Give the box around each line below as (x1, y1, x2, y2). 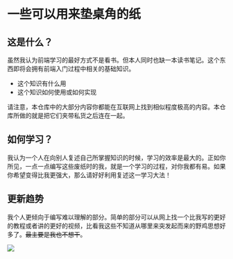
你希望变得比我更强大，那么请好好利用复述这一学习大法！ (7, 171, 171, 179)
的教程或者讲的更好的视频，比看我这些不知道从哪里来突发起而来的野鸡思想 (7, 222, 220, 230)
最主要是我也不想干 (25, 230, 80, 238)
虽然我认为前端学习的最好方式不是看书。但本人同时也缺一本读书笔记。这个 (7, 56, 220, 64)
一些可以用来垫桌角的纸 (7, 6, 141, 22)
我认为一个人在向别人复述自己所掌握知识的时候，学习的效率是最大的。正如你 (7, 153, 226, 162)
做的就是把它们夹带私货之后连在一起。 (19, 112, 129, 119)
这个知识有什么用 (17, 79, 67, 87)
